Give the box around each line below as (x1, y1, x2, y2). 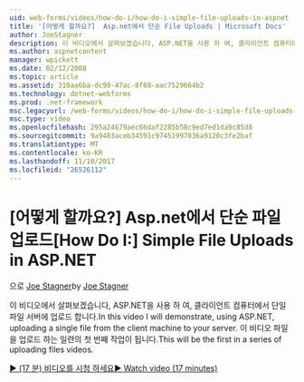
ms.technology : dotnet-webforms (9, 89, 131, 98)
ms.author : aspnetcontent (9, 47, 107, 56)
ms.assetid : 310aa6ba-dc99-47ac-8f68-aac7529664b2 (9, 81, 204, 90)
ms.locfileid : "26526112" (9, 165, 107, 174)
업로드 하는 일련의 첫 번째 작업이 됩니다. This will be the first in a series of (18, 334, 282, 345)
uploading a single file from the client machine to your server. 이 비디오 (9, 323, 271, 334)
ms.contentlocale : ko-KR (9, 148, 103, 157)
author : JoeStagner (9, 30, 83, 39)
